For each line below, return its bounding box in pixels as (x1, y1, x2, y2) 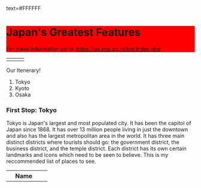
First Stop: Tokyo (6, 106, 57, 114)
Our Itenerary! (6, 66, 41, 74)
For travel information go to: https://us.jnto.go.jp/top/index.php (6, 45, 161, 52)
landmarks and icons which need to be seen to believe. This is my (6, 151, 169, 159)
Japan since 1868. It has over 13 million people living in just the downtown (6, 126, 188, 133)
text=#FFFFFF (6, 5, 41, 11)
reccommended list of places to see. (6, 157, 96, 165)
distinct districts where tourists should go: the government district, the (6, 139, 179, 146)
